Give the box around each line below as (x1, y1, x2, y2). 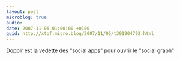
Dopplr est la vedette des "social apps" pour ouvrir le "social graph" (6, 47, 175, 54)
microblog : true (6, 14, 47, 20)
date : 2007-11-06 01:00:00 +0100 (6, 25, 90, 31)
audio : (6, 20, 23, 26)
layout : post (6, 8, 39, 15)
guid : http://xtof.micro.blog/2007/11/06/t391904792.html (6, 31, 154, 37)
